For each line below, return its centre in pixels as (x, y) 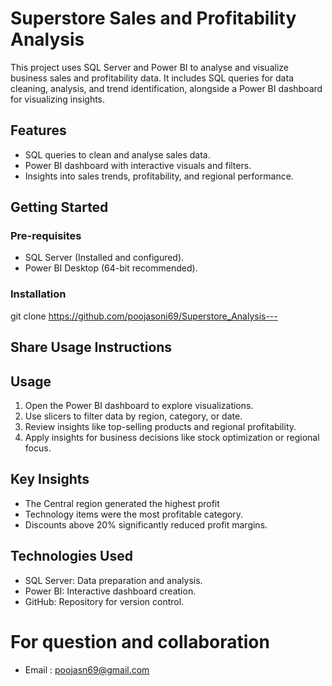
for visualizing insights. (58, 99)
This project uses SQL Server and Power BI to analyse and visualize (149, 67)
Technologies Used (71, 556)
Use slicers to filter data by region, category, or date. (133, 416)
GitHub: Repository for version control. (104, 601)
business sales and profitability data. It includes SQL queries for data (152, 78)
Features (38, 130)
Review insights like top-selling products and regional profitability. (160, 426)
